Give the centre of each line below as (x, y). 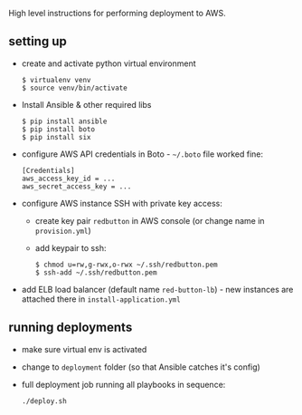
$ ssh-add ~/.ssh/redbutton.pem (96, 272)
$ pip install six (56, 137)
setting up (38, 41)
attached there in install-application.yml (101, 299)
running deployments (71, 328)
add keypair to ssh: (71, 247)
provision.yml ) (63, 230)
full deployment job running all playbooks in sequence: (123, 384)
